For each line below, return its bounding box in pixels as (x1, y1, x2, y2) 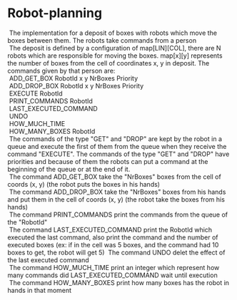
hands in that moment (7, 286, 72, 294)
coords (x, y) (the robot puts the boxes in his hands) (7, 180, 161, 188)
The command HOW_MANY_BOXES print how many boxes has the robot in (9, 278, 230, 286)
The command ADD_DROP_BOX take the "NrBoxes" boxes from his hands (9, 187, 226, 196)
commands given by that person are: (7, 66, 116, 75)
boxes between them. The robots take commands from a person (7, 36, 197, 44)
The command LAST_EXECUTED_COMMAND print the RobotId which (9, 225, 213, 234)
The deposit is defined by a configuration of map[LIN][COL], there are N (9, 43, 221, 52)
